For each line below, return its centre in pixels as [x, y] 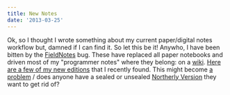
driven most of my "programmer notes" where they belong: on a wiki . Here [114, 62]
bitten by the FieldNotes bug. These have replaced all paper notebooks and [115, 54]
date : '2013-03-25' [35, 20]
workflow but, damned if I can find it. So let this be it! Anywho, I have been [114, 47]
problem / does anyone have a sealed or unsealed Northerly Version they [112, 76]
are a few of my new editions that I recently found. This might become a [110, 69]
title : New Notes [32, 14]
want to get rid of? [34, 84]
